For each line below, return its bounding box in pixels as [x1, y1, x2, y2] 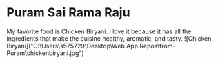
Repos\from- [139, 42, 176, 50]
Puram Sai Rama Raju [6, 5, 130, 20]
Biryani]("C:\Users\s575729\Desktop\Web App [6, 42, 139, 50]
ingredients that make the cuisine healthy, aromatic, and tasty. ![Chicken [6, 34, 212, 42]
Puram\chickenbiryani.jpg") [6, 49, 84, 57]
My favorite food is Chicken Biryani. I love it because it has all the [6, 27, 192, 35]
